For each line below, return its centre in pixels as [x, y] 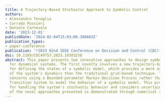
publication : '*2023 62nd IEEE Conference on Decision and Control [76, 51]
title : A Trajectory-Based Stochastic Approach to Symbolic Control [77, 10]
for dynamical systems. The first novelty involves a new [70, 64]
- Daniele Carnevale [26, 28]
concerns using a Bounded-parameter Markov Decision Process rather [81, 78]
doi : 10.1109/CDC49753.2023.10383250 [44, 55]
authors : [14, 14]
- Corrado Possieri [25, 23]
